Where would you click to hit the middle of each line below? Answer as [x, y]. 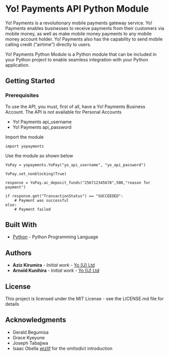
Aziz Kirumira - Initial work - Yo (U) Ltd [54, 265]
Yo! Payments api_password [42, 127]
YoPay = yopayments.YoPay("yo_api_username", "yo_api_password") [75, 165]
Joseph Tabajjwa [30, 343]
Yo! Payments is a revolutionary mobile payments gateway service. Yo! [79, 23]
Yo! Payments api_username [42, 122]
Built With [21, 225]
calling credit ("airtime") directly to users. [48, 44]
